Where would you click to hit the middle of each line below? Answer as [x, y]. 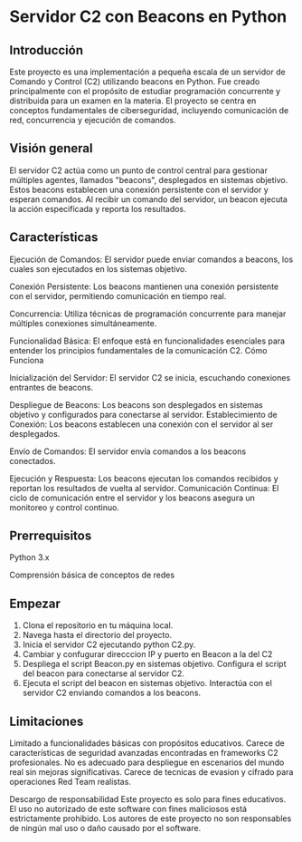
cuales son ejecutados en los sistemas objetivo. [99, 268]
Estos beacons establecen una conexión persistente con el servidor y [139, 189]
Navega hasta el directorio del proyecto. [97, 635]
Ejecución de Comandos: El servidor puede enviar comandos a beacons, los [151, 259]
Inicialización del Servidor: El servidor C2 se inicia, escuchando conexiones [150, 377]
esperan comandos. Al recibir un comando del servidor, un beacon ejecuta [148, 199]
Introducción [47, 50]
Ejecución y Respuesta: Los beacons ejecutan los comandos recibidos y [144, 479]
